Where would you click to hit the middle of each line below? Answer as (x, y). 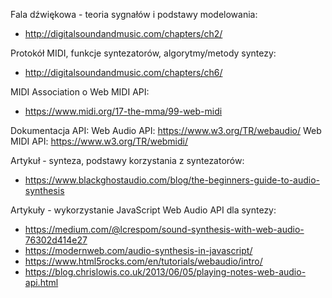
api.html (41, 282)
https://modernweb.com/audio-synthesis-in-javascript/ (138, 250)
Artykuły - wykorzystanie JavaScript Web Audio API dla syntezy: (143, 210)
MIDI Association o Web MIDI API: (80, 92)
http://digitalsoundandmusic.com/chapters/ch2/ (123, 33)
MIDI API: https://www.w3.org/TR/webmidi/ (99, 141)
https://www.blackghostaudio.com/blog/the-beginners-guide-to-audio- (172, 180)
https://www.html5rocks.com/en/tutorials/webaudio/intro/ (143, 261)
